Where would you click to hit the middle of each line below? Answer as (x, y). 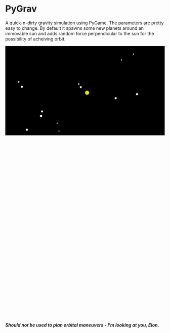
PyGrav (21, 9)
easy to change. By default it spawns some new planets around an (75, 28)
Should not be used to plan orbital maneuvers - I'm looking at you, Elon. (82, 325)
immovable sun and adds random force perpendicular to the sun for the (80, 33)
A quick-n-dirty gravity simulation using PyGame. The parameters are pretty (84, 23)
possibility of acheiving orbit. (35, 39)
